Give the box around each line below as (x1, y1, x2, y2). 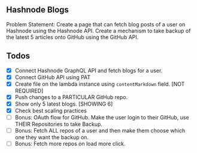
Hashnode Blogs (6, 5, 69, 15)
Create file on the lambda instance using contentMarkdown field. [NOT (14, 80, 185, 88)
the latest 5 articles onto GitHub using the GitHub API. (6, 33, 139, 41)
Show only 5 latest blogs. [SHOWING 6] (14, 100, 113, 107)
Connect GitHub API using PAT (14, 73, 91, 80)
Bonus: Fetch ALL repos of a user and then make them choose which (14, 127, 186, 134)
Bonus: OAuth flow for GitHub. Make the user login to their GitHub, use (14, 114, 190, 121)
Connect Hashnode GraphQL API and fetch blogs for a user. (14, 67, 163, 74)
